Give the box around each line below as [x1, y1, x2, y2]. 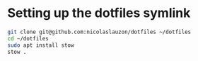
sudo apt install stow [7, 41, 74, 49]
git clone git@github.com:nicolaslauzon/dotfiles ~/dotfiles [7, 28, 192, 35]
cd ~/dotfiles [7, 35, 49, 42]
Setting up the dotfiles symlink [7, 5, 191, 21]
